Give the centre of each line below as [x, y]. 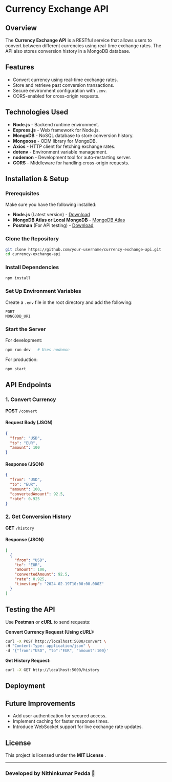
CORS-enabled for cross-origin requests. [56, 96]
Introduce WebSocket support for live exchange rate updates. [78, 727]
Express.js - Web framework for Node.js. [56, 130]
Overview [21, 28]
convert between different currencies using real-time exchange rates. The [83, 46]
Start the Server [26, 329]
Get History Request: [28, 661]
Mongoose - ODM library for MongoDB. [55, 141]
